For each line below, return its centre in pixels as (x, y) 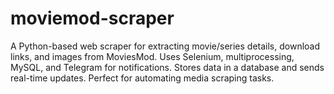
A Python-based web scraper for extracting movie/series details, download (165, 46)
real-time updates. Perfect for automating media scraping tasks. (142, 78)
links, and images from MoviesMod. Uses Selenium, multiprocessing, (152, 56)
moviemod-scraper (92, 18)
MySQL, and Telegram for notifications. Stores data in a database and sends (167, 67)
